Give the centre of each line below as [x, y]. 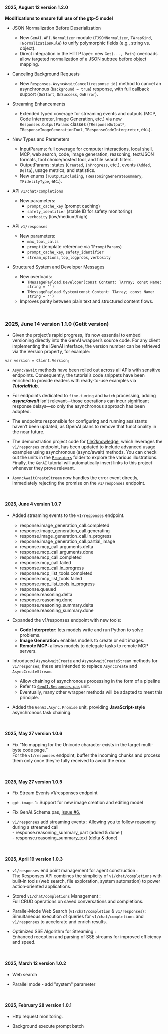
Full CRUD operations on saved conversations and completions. [78, 901]
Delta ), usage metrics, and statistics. [58, 170]
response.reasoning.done [46, 600]
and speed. [24, 942]
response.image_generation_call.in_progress [66, 536]
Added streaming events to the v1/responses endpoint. [68, 515]
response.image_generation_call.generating [65, 530]
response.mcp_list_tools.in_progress [57, 584]
